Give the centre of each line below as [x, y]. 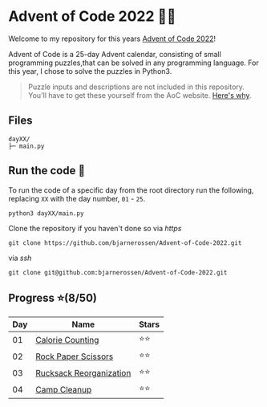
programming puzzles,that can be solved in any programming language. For [133, 63]
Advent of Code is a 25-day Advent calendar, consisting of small [115, 54]
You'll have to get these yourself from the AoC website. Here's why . [140, 95]
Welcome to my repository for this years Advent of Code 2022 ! [112, 39]
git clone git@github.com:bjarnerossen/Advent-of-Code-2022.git [118, 272]
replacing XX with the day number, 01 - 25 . [77, 198]
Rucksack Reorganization [83, 372]
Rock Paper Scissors [75, 356]
